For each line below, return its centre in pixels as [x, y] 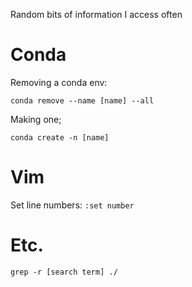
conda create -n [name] [60, 137]
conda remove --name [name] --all [82, 100]
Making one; [36, 119]
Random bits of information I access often [96, 14]
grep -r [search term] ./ [64, 272]
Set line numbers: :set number [72, 205]
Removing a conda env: [59, 82]
